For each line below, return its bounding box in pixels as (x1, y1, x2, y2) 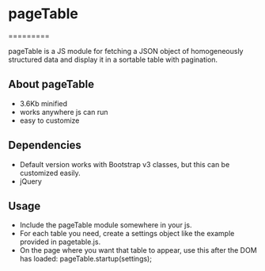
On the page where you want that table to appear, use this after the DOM (19, 246, 257, 255)
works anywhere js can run (19, 107, 108, 116)
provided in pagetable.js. (19, 237, 101, 246)
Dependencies (8, 139, 81, 152)
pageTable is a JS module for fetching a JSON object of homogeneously (8, 46, 244, 55)
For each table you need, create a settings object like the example (19, 229, 235, 239)
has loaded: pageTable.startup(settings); (19, 254, 153, 264)
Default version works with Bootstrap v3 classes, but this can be (19, 159, 230, 169)
